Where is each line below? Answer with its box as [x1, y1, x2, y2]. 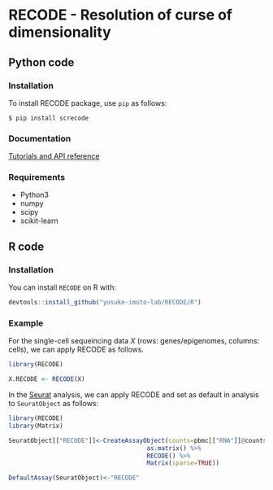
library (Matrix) [8, 422, 63, 430]
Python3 [19, 190, 49, 200]
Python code [8, 55, 75, 69]
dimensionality [8, 23, 111, 42]
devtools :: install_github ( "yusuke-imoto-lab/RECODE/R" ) [8, 299, 201, 307]
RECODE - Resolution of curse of [8, 6, 233, 24]
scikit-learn [19, 216, 58, 225]
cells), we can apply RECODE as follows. [8, 344, 145, 355]
